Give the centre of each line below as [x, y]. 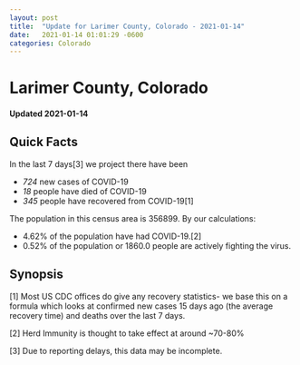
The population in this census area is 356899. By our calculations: [133, 218]
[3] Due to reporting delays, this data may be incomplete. [116, 350]
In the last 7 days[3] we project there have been [99, 163]
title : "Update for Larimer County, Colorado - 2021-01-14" [127, 26]
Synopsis [36, 275]
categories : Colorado [50, 43]
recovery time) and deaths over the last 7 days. [97, 315]
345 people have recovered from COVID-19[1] [108, 201]
